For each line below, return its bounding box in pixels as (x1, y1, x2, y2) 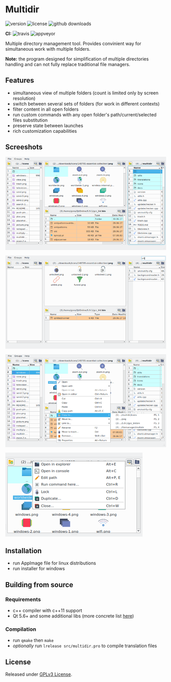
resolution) (12, 95, 36, 101)
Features (5, 76, 34, 85)
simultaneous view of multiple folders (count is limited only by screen (12, 90, 159, 96)
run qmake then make (12, 637, 54, 644)
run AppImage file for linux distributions (12, 560, 96, 566)
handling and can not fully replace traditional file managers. (5, 61, 131, 67)
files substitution (12, 117, 48, 123)
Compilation (5, 626, 37, 633)
